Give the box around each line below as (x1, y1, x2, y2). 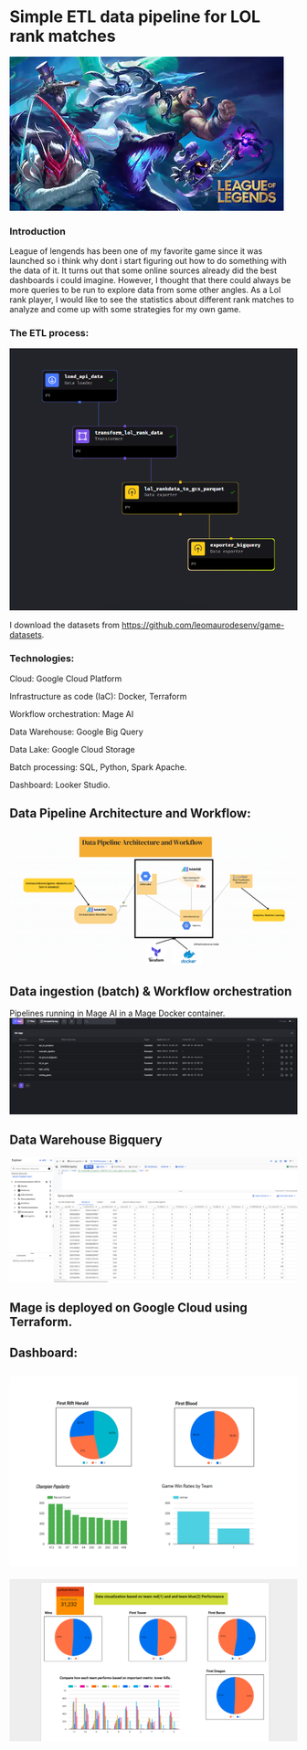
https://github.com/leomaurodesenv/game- (122, 619, 285, 631)
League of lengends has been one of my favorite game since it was (9, 246, 263, 257)
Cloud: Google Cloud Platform (9, 673, 122, 684)
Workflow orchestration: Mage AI (9, 708, 134, 719)
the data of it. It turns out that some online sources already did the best (9, 265, 277, 276)
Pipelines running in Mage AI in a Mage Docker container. (9, 1007, 226, 1018)
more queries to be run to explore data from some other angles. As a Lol (9, 285, 281, 296)
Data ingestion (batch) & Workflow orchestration (9, 984, 292, 999)
